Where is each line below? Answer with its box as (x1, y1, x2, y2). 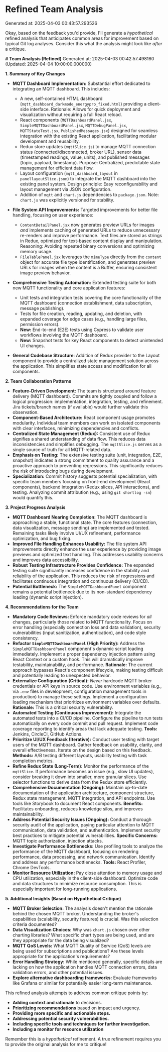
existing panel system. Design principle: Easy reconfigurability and (20, 181, 158, 187)
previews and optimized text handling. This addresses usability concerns (12, 551, 163, 557)
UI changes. (20, 343, 45, 349)
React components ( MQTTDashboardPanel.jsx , (20, 117, 113, 123)
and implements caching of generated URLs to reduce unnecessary (20, 227, 160, 233)
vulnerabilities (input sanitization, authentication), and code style (12, 629, 146, 636)
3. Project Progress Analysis (5, 504, 66, 510)
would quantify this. (12, 494, 54, 500)
